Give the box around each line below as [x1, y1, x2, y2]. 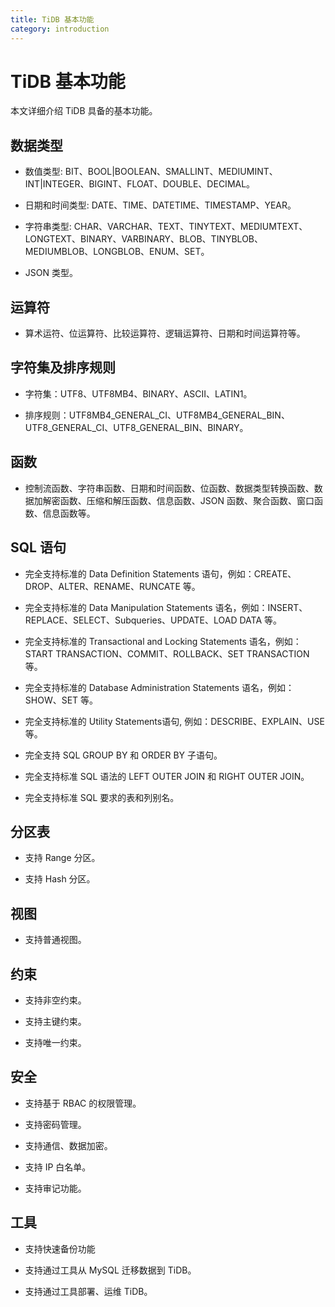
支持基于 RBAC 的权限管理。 [24, 1097, 142, 1109]
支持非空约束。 [24, 994, 87, 1006]
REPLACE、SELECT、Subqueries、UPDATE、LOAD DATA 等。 [24, 614, 282, 626]
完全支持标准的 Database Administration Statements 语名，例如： [24, 681, 295, 693]
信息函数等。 [42, 507, 96, 519]
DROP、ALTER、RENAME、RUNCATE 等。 [24, 580, 201, 592]
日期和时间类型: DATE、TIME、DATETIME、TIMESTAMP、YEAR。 [24, 199, 297, 211]
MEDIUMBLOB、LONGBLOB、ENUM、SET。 [24, 246, 210, 258]
